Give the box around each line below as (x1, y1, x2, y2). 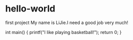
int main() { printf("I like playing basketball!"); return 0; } (5, 29, 122, 35)
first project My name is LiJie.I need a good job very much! (5, 19, 128, 25)
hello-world (5, 3, 56, 14)
